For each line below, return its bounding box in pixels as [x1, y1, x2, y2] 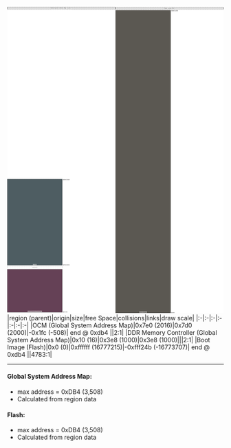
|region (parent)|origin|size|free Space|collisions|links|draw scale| [7, 314, 195, 322]
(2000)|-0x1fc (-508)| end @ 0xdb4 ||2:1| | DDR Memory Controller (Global [7, 328, 218, 336]
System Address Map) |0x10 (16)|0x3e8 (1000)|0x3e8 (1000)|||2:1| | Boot [7, 335, 210, 344]
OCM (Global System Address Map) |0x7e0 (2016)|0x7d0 [32, 321, 192, 329]
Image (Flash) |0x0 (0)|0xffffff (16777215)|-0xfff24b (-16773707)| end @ [7, 343, 210, 351]
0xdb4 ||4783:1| [7, 350, 53, 358]
